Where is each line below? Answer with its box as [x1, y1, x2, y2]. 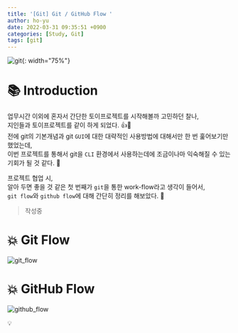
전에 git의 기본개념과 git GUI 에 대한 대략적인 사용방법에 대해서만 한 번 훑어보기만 [7, 132, 229, 141]
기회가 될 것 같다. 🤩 [7, 159, 61, 167]
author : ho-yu [7, 17, 50, 24]
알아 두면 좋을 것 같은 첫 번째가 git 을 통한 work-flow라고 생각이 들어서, [7, 183, 205, 191]
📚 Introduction [7, 83, 98, 99]
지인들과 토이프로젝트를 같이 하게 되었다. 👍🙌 [7, 121, 131, 129]
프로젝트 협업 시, [7, 174, 53, 182]
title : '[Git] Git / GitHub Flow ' [7, 10, 113, 18]
